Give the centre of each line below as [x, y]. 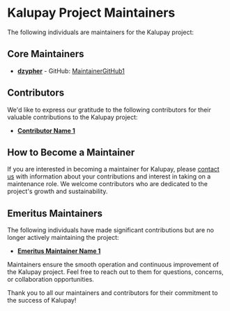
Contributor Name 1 [46, 130]
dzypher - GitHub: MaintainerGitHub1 [71, 70]
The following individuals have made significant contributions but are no [111, 230]
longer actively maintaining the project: [63, 238]
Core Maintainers [46, 54]
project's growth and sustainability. [58, 191]
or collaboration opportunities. [51, 280]
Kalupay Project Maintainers [91, 13]
